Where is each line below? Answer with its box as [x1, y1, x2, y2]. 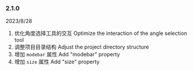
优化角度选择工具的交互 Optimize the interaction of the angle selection [14, 30, 188, 37]
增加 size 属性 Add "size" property [14, 58, 100, 66]
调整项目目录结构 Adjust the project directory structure [14, 43, 149, 51]
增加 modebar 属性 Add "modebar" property [14, 51, 120, 58]
